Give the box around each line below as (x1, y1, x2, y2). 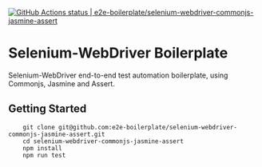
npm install (22, 144, 62, 152)
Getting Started (8, 102, 87, 116)
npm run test (22, 151, 66, 159)
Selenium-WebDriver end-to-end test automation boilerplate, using (8, 70, 228, 80)
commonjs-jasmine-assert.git (8, 130, 105, 138)
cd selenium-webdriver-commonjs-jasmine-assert (22, 137, 184, 145)
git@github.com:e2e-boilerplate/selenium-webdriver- (58, 123, 238, 131)
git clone (22, 123, 56, 131)
